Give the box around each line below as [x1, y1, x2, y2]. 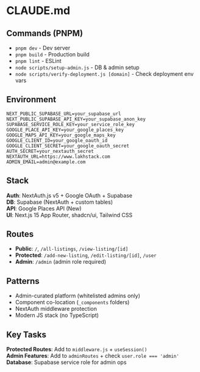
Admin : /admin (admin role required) [15, 258, 107, 266]
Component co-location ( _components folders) [15, 299, 130, 306]
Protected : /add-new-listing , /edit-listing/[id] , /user [15, 251, 157, 259]
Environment [6, 94, 57, 105]
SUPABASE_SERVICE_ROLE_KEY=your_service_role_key [6, 121, 135, 127]
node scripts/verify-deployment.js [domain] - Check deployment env [15, 70, 194, 77]
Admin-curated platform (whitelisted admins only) [15, 292, 140, 300]
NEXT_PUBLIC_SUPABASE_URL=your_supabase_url [6, 111, 121, 117]
